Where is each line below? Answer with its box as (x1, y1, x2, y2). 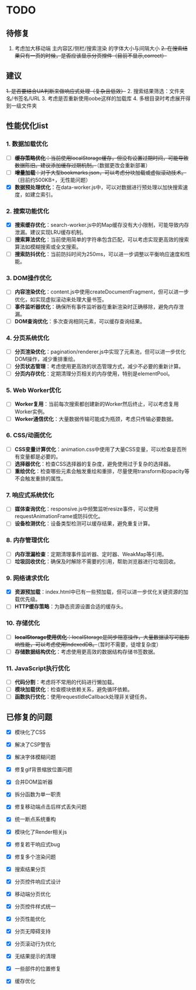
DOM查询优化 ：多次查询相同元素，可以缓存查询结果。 (14, 318, 145, 325)
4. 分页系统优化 (6, 334, 50, 342)
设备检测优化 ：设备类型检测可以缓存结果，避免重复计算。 (14, 520, 153, 527)
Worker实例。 (14, 408, 48, 415)
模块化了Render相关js (14, 828, 67, 835)
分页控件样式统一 (14, 903, 56, 910)
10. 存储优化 (6, 619, 40, 627)
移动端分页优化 (14, 890, 51, 898)
